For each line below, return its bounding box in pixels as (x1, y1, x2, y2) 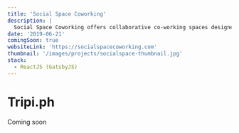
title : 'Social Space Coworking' (7, 10, 107, 18)
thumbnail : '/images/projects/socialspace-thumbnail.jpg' (7, 50, 183, 58)
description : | (7, 17, 53, 24)
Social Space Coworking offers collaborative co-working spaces (14, 23, 208, 31)
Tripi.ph (7, 94, 55, 110)
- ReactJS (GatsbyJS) (14, 63, 78, 70)
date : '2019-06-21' (7, 30, 65, 38)
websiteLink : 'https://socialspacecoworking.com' (7, 43, 158, 50)
